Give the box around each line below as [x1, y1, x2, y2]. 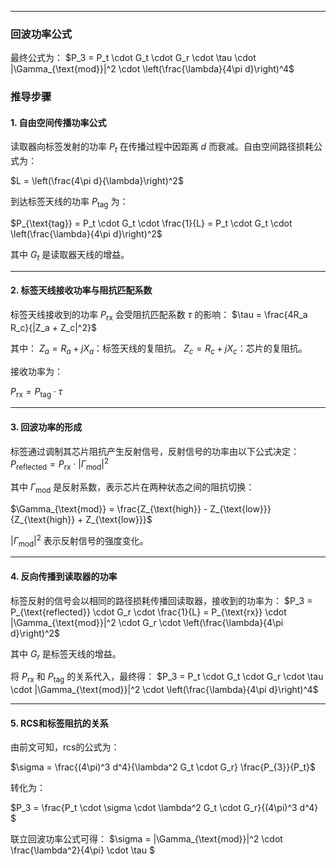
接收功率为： [10, 365, 63, 377]
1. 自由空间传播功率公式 [10, 116, 107, 128]
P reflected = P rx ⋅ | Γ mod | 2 [10, 456, 110, 473]
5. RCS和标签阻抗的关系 [10, 717, 109, 729]
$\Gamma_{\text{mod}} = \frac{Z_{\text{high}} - [10, 502, 208, 515]
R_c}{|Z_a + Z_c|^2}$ [10, 321, 97, 333]
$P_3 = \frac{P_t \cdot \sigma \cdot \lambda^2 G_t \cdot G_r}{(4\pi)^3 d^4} [10, 802, 319, 814]
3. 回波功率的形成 [10, 421, 83, 433]
